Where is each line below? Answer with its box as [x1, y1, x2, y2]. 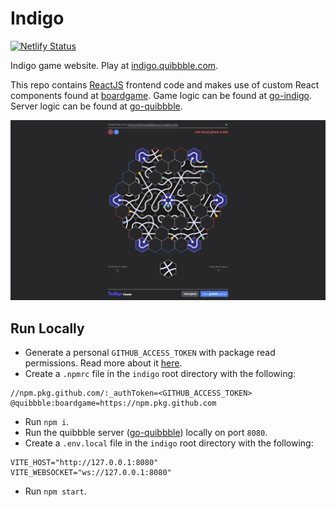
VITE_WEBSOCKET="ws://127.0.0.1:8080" [10, 468, 172, 478]
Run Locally [10, 320, 85, 337]
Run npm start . [24, 485, 87, 497]
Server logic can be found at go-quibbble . [10, 100, 183, 112]
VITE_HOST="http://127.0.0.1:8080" [10, 458, 159, 468]
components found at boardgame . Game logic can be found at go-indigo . [10, 89, 313, 101]
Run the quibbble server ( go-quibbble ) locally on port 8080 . [24, 427, 268, 439]
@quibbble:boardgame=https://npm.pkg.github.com [10, 398, 217, 409]
